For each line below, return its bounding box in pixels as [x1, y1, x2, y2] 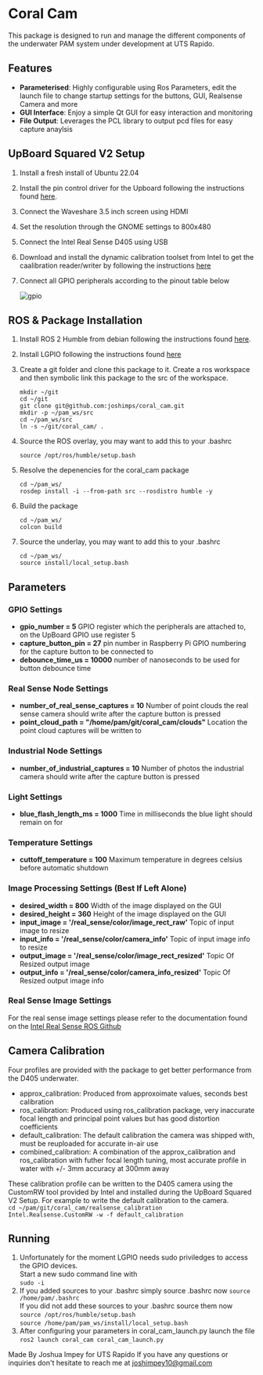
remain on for [19, 817, 63, 826]
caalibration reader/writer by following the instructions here [19, 261, 211, 270]
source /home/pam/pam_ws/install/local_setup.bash [19, 1319, 189, 1327]
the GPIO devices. [19, 1261, 78, 1271]
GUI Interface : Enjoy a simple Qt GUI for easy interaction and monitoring [19, 108, 253, 117]
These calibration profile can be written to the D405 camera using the [8, 1179, 233, 1188]
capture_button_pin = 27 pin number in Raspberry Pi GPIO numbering [19, 639, 247, 648]
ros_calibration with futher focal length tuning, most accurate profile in [19, 1155, 247, 1165]
